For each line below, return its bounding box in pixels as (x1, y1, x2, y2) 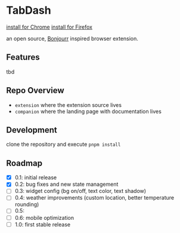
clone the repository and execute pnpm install (6, 141, 121, 148)
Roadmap (6, 158, 43, 168)
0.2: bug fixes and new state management (14, 180, 119, 188)
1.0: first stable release (14, 220, 70, 228)
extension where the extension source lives (14, 101, 122, 108)
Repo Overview (6, 85, 64, 96)
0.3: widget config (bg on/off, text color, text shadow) (14, 188, 147, 195)
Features (6, 52, 40, 63)
